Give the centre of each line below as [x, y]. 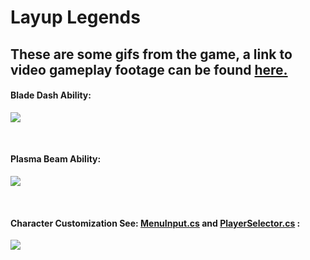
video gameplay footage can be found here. [149, 69]
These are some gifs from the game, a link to [151, 54]
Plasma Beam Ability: [56, 159]
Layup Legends [75, 17]
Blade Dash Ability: [51, 95]
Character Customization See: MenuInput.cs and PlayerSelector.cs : [155, 223]
